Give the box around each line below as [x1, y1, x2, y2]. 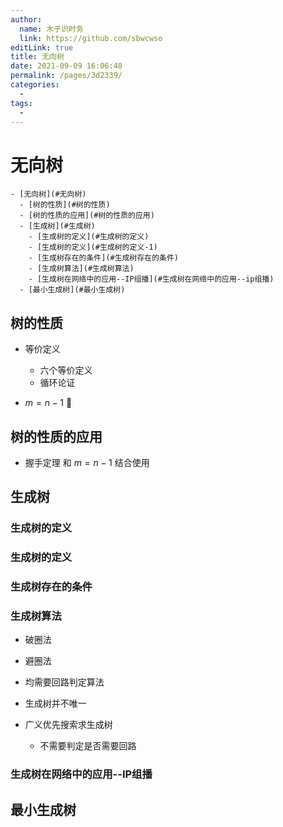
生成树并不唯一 [24, 697, 87, 710]
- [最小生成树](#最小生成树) [19, 285, 126, 295]
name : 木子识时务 [19, 24, 84, 34]
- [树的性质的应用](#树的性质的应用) [19, 211, 155, 221]
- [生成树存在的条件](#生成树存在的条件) [28, 253, 180, 263]
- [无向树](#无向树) [10, 189, 87, 200]
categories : [10, 80, 60, 90]
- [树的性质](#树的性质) [19, 200, 111, 210]
